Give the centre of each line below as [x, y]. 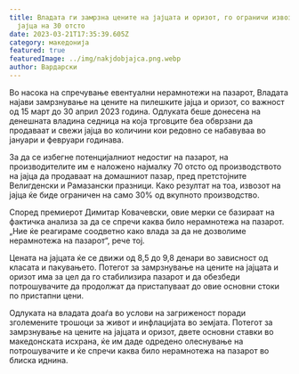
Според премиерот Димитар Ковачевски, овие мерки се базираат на [142, 212]
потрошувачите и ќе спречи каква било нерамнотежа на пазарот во [139, 350]
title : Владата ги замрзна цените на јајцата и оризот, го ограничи [139, 17]
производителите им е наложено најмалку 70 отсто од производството [145, 167]
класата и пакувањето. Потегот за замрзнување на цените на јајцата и [144, 267]
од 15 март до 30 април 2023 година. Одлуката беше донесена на [135, 111]
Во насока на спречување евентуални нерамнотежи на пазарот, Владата [149, 92]
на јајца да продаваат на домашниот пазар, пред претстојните [128, 175]
